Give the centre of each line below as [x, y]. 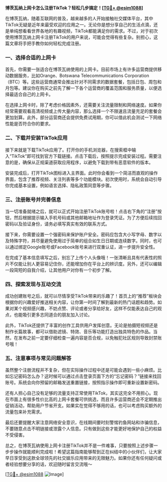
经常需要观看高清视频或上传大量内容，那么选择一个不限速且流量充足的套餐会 [83, 111]
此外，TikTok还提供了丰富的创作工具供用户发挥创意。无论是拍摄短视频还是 [82, 325]
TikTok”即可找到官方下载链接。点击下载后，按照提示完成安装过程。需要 [84, 156]
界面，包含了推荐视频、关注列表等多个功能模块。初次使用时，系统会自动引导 [83, 179]
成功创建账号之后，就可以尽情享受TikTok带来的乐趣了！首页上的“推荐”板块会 [83, 296]
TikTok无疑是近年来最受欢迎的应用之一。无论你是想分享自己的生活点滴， [80, 25]
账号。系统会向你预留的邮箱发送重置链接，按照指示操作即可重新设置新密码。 [83, 383]
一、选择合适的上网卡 [31, 57]
